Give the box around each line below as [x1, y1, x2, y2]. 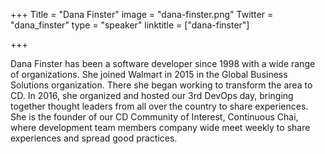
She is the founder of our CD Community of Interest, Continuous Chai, [10, 111, 299, 123]
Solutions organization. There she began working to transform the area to [10, 79, 313, 91]
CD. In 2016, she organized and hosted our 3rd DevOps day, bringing [10, 90, 294, 101]
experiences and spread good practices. [10, 132, 178, 144]
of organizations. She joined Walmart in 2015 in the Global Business [10, 69, 288, 80]
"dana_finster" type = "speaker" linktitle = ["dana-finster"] [10, 19, 250, 31]
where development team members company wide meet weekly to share [10, 122, 311, 133]
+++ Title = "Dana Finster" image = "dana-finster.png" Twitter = [10, 9, 274, 20]
